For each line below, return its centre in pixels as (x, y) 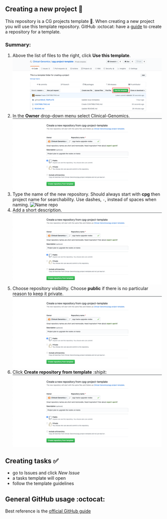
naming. (21, 205)
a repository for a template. (33, 32)
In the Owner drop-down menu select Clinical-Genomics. (71, 116)
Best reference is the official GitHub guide (48, 511)
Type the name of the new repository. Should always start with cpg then (86, 194)
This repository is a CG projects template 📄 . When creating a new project (80, 21)
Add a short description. (37, 210)
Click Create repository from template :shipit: (59, 372)
